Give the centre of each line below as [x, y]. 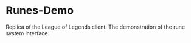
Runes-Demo [40, 10]
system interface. [28, 33]
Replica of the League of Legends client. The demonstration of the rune [95, 27]
